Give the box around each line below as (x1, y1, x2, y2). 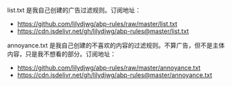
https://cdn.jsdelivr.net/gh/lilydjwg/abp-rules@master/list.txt (17, 27, 189, 35)
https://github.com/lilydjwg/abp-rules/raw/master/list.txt (17, 20, 177, 28)
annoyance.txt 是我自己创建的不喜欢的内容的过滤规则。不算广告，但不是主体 (7, 41, 225, 50)
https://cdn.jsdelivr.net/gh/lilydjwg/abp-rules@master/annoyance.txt (17, 71, 213, 79)
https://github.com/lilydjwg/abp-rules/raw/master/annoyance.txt (17, 64, 201, 72)
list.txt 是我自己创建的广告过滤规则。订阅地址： (7, 6, 142, 14)
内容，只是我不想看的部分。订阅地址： (7, 50, 116, 58)
